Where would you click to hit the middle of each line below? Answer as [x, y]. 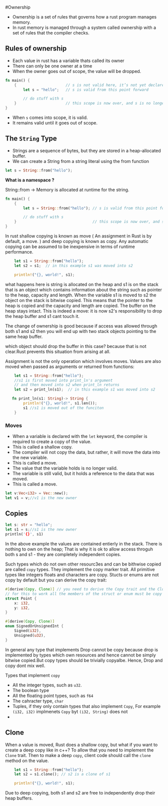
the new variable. [30, 457]
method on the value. [27, 760]
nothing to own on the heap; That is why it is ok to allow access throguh [79, 549]
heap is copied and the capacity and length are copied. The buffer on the [80, 305]
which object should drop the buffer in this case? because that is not [76, 346]
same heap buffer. [24, 336]
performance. [19, 252]
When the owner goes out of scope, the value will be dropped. [77, 71]
